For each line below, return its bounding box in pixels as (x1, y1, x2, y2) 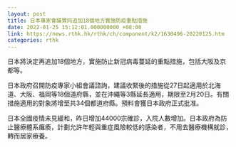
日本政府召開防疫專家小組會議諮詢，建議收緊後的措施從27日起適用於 (7, 81, 209, 89)
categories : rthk (7, 37, 59, 44)
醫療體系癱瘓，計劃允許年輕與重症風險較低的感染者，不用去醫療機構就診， (13, 123, 232, 131)
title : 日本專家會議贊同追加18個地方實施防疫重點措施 (7, 17, 148, 24)
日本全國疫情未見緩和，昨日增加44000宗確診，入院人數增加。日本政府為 (7, 114, 221, 123)
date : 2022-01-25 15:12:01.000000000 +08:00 (7, 23, 142, 31)
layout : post (7, 10, 46, 18)
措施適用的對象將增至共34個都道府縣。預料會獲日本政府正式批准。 (7, 99, 203, 107)
